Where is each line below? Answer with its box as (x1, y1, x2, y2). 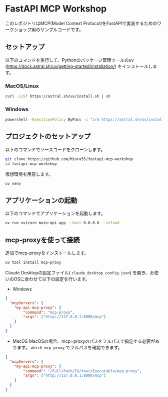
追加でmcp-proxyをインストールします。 (5, 250, 89, 256)
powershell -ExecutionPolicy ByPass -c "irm (5, 117, 99, 122)
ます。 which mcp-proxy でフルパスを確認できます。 (16, 344, 122, 350)
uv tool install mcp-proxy (5, 260, 61, 265)
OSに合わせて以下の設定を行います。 (13, 276, 90, 282)
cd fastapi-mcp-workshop (5, 161, 57, 166)
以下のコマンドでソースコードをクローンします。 (5, 146, 105, 152)
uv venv (5, 181, 21, 186)
